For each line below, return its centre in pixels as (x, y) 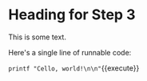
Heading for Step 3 (72, 15)
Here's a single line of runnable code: (70, 52)
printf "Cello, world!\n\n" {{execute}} (74, 68)
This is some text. (37, 37)
